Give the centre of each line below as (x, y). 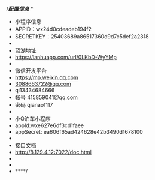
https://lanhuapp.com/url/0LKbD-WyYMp (66, 57)
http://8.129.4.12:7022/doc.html (53, 152)
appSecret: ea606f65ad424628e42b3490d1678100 (79, 132)
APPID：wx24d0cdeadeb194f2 (53, 29)
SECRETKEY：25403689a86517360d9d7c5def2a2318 (82, 37)
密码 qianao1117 (34, 105)
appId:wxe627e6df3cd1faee (49, 125)
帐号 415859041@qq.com (46, 97)
